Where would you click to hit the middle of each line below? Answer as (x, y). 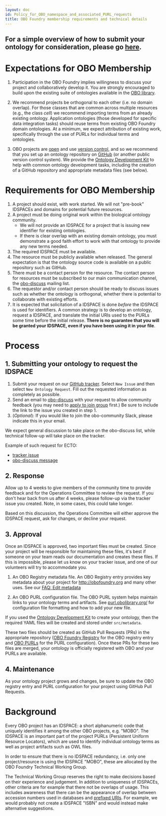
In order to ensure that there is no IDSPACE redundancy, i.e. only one (75, 756)
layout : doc (17, 10)
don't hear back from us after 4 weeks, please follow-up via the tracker (78, 499)
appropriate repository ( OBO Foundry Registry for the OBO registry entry (79, 638)
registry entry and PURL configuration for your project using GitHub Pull (79, 687)
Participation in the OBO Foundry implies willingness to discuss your (82, 82)
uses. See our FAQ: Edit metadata (46, 588)
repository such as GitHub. (40, 267)
